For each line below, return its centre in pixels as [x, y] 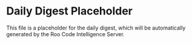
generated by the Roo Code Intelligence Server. [66, 34]
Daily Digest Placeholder [70, 11]
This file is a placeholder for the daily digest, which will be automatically [96, 28]
